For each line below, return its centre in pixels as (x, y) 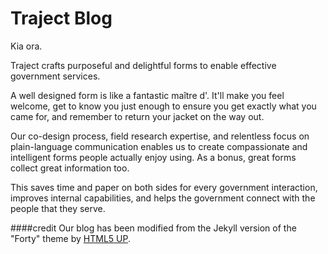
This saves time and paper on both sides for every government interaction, (164, 187)
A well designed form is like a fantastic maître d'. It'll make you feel (147, 95)
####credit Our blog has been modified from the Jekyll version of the (153, 228)
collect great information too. (70, 168)
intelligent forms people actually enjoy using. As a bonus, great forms (153, 157)
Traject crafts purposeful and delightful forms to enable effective (143, 65)
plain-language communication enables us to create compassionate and (159, 146)
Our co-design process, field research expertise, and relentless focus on (160, 136)
